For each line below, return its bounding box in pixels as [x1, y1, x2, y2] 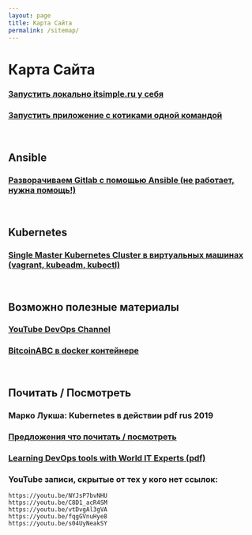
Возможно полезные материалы [8, 300, 179, 314]
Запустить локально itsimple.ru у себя [8, 89, 164, 100]
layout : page [8, 11, 51, 20]
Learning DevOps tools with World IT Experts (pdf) [8, 453, 206, 464]
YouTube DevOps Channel [8, 324, 111, 335]
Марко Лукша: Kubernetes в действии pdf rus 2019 [8, 410, 214, 421]
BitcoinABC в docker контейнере [8, 346, 140, 357]
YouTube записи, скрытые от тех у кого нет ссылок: [8, 473, 219, 484]
